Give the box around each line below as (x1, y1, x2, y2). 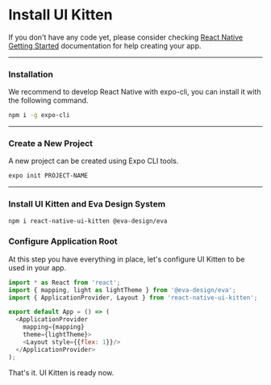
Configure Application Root (8, 236, 118, 247)
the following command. (8, 95, 89, 106)
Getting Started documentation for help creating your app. (8, 40, 202, 50)
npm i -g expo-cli (8, 111, 70, 119)
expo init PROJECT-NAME (8, 172, 89, 180)
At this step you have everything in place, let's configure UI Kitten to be (8, 254, 245, 264)
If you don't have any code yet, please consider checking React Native (8, 32, 244, 42)
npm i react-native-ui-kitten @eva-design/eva (8, 216, 168, 225)
